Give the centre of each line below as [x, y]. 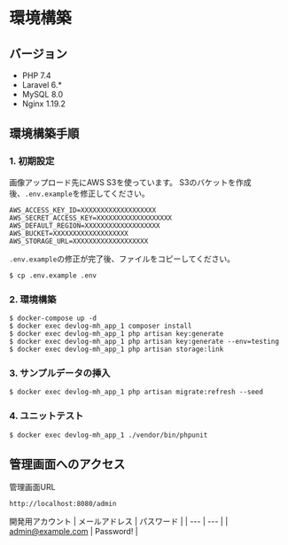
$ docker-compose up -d [53, 318]
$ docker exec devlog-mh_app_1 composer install [101, 326]
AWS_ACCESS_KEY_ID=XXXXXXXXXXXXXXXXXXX [83, 210]
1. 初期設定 [32, 161]
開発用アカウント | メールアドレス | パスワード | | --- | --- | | [119, 522]
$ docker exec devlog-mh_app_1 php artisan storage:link [117, 349]
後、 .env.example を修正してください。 [80, 193]
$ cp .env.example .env [53, 276]
